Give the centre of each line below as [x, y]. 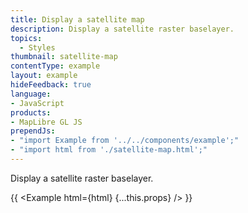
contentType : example [55, 66]
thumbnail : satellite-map [64, 57]
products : [31, 112]
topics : [26, 38]
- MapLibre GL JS [46, 122]
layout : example [44, 76]
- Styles [37, 47]
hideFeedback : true [51, 85]
